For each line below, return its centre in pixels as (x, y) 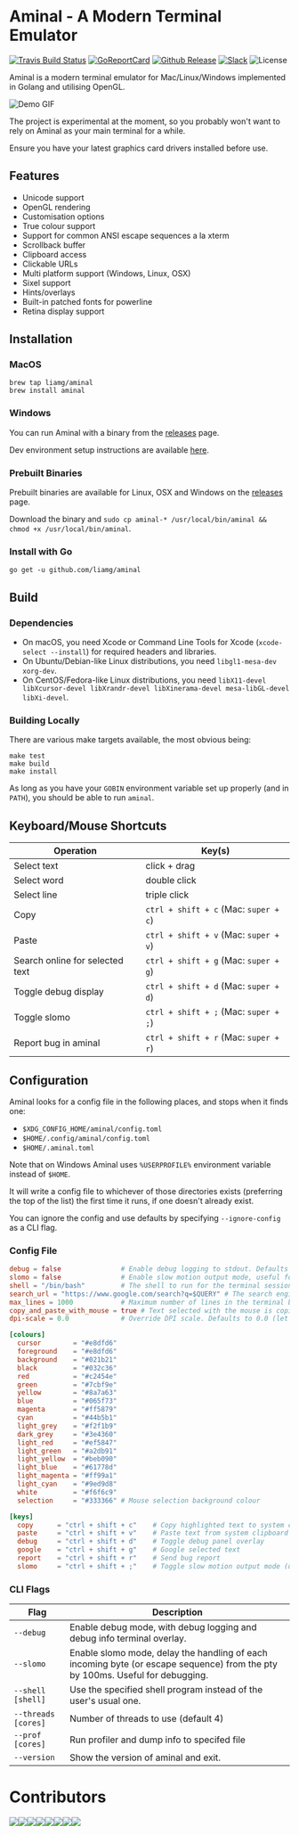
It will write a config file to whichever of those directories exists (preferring (146, 1191)
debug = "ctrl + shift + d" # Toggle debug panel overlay (141, 1542)
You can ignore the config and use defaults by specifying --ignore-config (145, 1217)
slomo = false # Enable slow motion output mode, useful (145, 1278)
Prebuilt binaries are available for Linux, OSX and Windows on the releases (146, 493)
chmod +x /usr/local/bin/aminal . (70, 528)
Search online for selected (69, 961)
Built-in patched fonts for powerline (87, 301)
